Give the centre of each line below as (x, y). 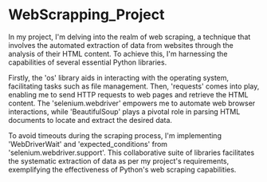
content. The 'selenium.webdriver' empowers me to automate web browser (132, 103)
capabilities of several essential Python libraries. (88, 62)
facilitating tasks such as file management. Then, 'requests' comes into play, (134, 86)
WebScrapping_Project (86, 15)
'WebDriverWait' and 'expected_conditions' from (88, 144)
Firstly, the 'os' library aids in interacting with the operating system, (119, 77)
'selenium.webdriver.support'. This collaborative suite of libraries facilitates (132, 152)
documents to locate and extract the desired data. (90, 120)
